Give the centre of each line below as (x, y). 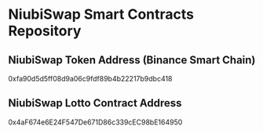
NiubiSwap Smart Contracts (101, 14)
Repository (45, 31)
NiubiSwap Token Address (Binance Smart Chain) (132, 60)
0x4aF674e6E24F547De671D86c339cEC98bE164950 (95, 122)
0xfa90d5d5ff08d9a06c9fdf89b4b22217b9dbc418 (90, 79)
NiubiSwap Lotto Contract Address (95, 103)
